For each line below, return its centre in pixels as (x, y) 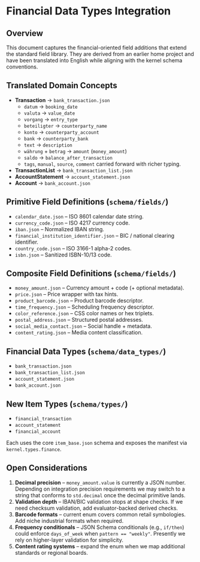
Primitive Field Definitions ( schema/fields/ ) (87, 202)
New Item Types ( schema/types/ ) (67, 404)
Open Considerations (47, 468)
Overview (25, 33)
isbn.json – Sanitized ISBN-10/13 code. (63, 255)
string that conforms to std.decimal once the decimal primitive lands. (100, 495)
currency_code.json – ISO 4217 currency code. (72, 223)
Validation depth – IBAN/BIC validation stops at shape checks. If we (99, 501)
